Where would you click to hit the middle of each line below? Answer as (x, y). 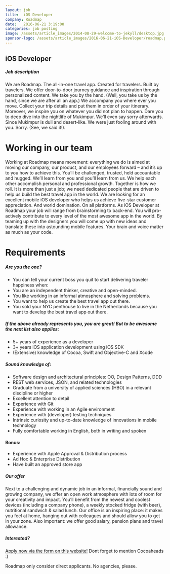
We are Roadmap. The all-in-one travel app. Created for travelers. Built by (82, 85)
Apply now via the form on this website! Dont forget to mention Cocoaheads (84, 551)
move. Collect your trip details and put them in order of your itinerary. (77, 106)
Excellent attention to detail (41, 399)
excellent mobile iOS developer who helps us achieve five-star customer (81, 200)
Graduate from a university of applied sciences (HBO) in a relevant (82, 388)
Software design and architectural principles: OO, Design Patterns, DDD (87, 377)
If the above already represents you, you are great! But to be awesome (81, 324)
